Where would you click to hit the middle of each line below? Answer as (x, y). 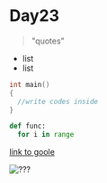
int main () (30, 84)
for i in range (46, 135)
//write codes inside (58, 101)
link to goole (32, 152)
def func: (28, 126)
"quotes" (48, 41)
